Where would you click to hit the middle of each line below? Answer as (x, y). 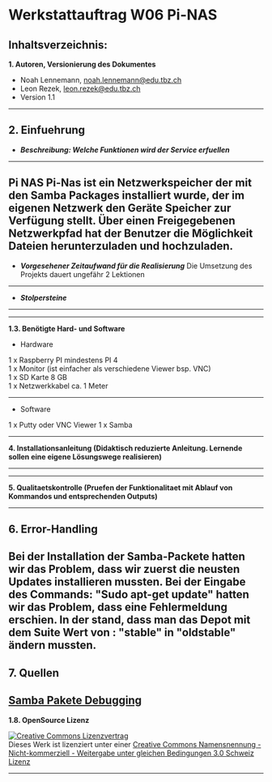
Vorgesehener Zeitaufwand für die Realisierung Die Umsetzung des (136, 266)
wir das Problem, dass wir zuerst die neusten (124, 569)
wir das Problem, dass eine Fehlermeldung (118, 607)
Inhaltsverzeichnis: (58, 45)
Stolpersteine (43, 297)
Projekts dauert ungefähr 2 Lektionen (82, 274)
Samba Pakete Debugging (75, 701)
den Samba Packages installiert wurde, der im (127, 196)
